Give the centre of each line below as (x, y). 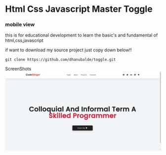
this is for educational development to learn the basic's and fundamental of (82, 35)
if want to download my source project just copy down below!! (68, 50)
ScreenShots (18, 69)
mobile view (20, 25)
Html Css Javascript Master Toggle (79, 9)
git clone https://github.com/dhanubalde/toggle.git (61, 60)
